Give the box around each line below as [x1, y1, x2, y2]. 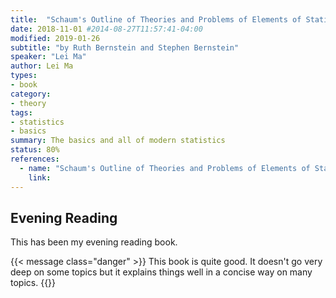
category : [10, 89, 52, 99]
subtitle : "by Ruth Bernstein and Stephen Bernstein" [10, 42, 240, 53]
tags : [10, 107, 33, 118]
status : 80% [10, 145, 60, 155]
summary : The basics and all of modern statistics [10, 136, 226, 146]
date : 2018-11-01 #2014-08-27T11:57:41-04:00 [10, 24, 203, 34]
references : [10, 154, 60, 164]
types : [10, 71, 38, 81]
